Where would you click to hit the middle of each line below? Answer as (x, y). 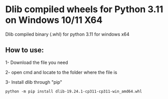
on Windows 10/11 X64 (54, 20)
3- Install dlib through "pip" (34, 82)
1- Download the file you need (37, 62)
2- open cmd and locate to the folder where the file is (61, 72)
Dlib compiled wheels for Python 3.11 (84, 9)
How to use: (25, 50)
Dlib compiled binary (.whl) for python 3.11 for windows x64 (67, 34)
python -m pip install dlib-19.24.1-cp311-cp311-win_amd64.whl (74, 91)
